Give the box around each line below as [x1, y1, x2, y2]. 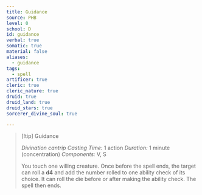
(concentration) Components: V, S [21, 151, 106, 158]
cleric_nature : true [6, 88, 59, 94]
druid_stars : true [6, 104, 53, 111]
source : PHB [6, 15, 37, 21]
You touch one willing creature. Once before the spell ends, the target [21, 162, 197, 170]
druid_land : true [6, 99, 50, 105]
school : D [6, 26, 32, 32]
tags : [6, 65, 20, 72]
